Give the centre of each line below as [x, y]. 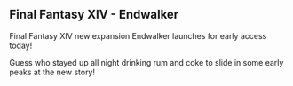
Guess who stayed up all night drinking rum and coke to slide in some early [146, 62]
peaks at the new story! [52, 72]
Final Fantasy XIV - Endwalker [94, 15]
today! [21, 45]
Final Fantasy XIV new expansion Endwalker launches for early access [138, 35]
